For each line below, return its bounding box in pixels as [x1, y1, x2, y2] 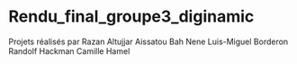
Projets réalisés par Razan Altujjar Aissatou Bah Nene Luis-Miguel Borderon [8, 36, 289, 47]
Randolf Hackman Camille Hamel [8, 45, 130, 56]
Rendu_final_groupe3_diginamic [8, 6, 255, 27]
